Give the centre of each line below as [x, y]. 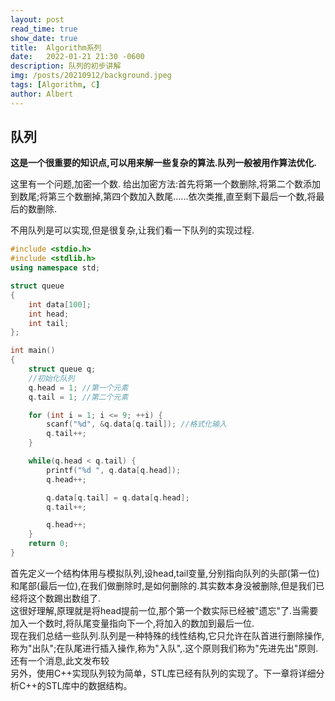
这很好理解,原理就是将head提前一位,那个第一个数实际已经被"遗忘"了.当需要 [164, 610]
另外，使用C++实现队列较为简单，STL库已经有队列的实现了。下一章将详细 [163, 673]
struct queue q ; [62, 369]
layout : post [37, 19]
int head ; [49, 314]
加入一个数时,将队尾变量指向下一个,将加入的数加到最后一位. [132, 623]
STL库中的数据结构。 [89, 685]
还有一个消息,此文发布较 [60, 660]
